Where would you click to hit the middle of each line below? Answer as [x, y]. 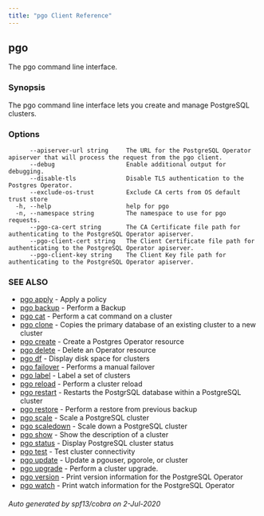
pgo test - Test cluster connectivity [77, 451]
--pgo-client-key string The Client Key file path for [128, 256]
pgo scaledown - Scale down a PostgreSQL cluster [103, 426]
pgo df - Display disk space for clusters [85, 358]
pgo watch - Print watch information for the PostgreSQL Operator [127, 486]
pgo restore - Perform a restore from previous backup [108, 409]
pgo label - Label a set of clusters [75, 376]
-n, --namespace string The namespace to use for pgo [121, 213]
